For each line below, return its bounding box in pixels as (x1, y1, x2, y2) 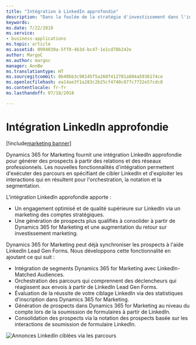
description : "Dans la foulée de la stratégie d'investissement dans (6, 14, 179, 20)
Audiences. (37, 271, 65, 278)
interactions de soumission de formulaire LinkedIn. (14, 320, 136, 327)
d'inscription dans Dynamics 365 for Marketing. (14, 296, 129, 303)
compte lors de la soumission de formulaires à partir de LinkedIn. (14, 308, 171, 315)
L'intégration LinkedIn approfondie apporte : (6, 194, 112, 201)
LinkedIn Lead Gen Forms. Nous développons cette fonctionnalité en (6, 247, 171, 254)
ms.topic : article (6, 42, 51, 47)
